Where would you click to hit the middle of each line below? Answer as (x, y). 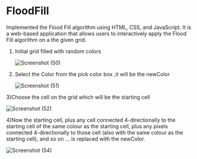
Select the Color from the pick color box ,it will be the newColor (92, 74)
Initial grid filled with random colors (58, 51)
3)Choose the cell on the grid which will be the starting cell (78, 97)
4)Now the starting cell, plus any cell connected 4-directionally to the (91, 120)
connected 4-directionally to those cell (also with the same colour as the (95, 132)
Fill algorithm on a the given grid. (46, 40)
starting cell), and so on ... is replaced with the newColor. (76, 139)
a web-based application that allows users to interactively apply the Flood (96, 33)
